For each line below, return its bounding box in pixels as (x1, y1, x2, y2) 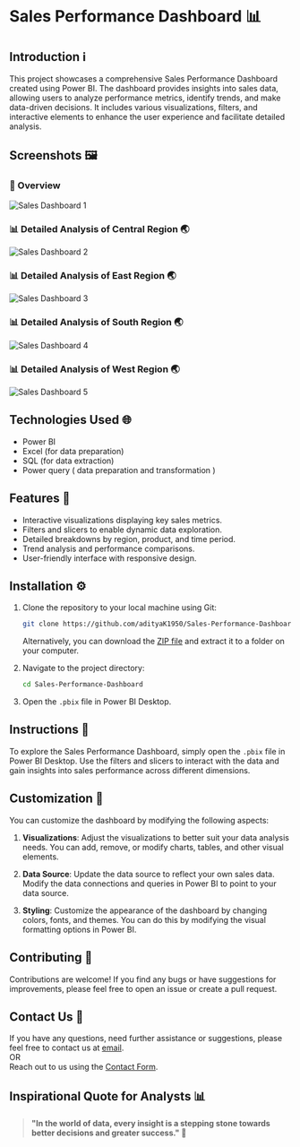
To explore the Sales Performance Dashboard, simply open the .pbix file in (9, 746, 286, 756)
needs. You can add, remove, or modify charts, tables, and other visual (21, 841, 284, 852)
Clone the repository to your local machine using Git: (21, 602, 218, 613)
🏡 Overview (9, 179, 61, 192)
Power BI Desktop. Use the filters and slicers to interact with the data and (9, 755, 279, 766)
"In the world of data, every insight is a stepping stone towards (30, 1118, 270, 1129)
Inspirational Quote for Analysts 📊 (9, 1089, 206, 1104)
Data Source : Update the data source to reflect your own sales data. (21, 868, 275, 879)
